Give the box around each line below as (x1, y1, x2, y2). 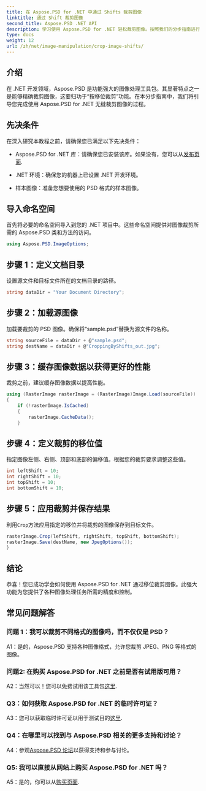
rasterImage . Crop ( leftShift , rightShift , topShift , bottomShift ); (6, 533, 180, 540)
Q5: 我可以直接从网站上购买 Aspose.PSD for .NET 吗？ (6, 763, 169, 771)
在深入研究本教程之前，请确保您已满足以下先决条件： (6, 137, 141, 145)
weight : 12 (6, 37, 34, 44)
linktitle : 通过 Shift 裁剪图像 (6, 15, 84, 21)
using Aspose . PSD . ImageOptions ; (6, 241, 89, 247)
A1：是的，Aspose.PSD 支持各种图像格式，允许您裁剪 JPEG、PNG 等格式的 (6, 643, 197, 650)
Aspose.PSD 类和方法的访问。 (18, 229, 95, 236)
